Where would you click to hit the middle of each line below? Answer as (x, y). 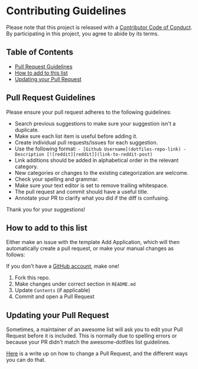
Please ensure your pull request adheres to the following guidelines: (89, 112)
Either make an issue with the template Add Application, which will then (93, 242)
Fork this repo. (32, 278)
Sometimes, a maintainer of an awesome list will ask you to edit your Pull (95, 329)
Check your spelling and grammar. (56, 179)
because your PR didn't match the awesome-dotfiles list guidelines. (88, 342)
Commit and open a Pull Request (54, 297)
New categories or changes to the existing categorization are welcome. (102, 172)
